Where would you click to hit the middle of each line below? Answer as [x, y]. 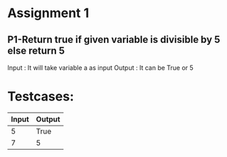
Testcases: [41, 97]
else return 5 [36, 50]
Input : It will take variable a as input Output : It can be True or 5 [100, 68]
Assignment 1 [48, 13]
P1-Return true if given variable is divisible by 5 [114, 40]
